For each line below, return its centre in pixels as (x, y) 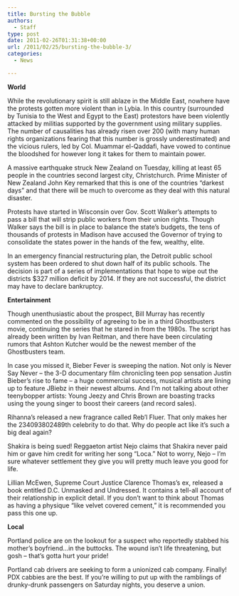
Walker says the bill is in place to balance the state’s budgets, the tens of (114, 227)
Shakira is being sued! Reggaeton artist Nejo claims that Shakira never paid (117, 446)
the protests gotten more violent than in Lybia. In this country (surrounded (116, 108)
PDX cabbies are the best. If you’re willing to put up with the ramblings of (115, 577)
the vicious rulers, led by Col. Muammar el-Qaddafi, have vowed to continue (119, 146)
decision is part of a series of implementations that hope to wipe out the (113, 271)
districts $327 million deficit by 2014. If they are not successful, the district (117, 278)
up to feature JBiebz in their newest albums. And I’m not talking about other (118, 388)
